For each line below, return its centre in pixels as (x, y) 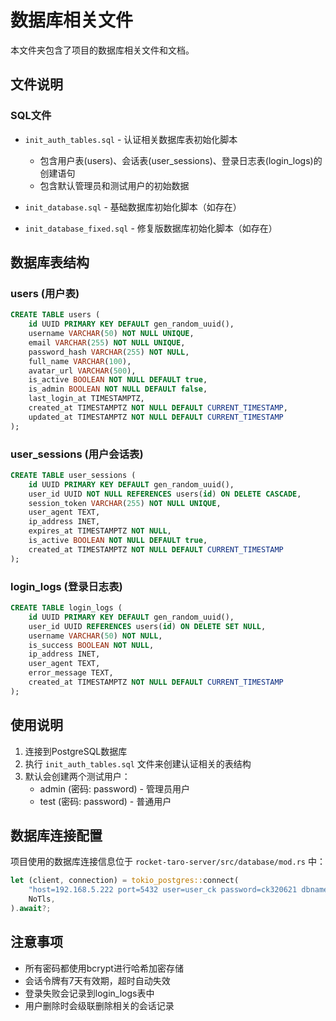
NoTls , (42, 899)
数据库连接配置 (56, 835)
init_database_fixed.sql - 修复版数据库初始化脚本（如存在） (151, 228)
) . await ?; (31, 909)
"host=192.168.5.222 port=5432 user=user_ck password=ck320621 (163, 890)
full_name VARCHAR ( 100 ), (80, 361)
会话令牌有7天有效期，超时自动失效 (97, 980)
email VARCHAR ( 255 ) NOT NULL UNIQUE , (107, 342)
